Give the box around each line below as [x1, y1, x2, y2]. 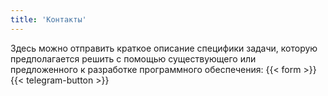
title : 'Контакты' [10, 14, 87, 25]
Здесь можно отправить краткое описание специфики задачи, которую [10, 42, 318, 54]
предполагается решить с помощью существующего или [10, 52, 257, 65]
